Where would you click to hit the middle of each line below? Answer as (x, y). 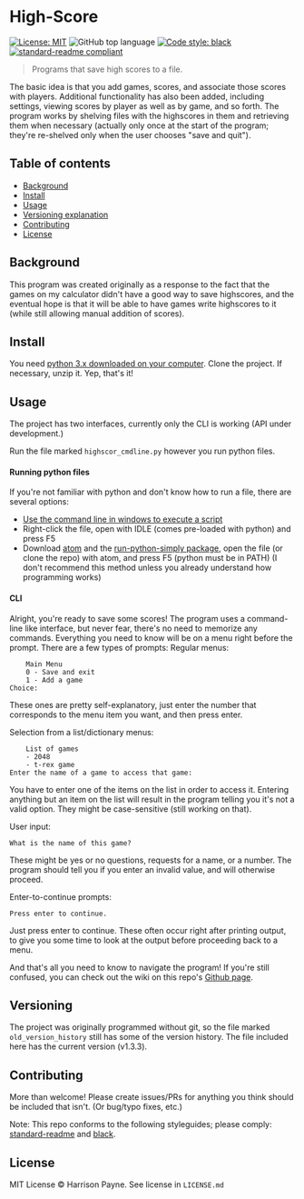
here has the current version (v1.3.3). (78, 1046)
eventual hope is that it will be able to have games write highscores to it (143, 304)
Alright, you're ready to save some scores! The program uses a (127, 618)
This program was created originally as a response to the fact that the (140, 285)
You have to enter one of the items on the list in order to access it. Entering (149, 789)
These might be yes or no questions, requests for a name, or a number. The (151, 860)
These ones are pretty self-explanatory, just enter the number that (133, 704)
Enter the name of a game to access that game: (101, 773)
